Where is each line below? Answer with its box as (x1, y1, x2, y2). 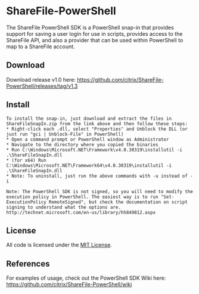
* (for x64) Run (6, 157, 46, 163)
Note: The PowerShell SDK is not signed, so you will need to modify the (6, 188, 194, 194)
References (6, 258, 50, 269)
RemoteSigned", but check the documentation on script (48, 199, 188, 205)
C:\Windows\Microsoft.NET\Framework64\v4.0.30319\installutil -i (6, 162, 172, 168)
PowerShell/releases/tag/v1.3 (6, 82, 78, 89)
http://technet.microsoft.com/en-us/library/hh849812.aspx (6, 209, 156, 215)
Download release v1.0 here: (6, 76, 76, 83)
